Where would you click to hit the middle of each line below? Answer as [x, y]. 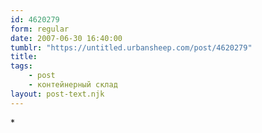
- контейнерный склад [73, 85]
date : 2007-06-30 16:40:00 [66, 38]
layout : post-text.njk [57, 94]
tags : [21, 66]
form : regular [40, 29]
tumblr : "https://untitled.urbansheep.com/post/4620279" [131, 47]
